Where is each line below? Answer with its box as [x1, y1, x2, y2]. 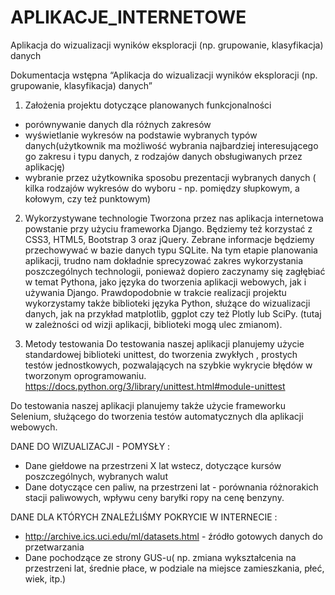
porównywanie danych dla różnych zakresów [24, 118, 212, 130]
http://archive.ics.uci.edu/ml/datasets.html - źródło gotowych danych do [24, 530, 323, 542]
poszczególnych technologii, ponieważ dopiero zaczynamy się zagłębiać [24, 265, 326, 277]
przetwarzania [24, 541, 85, 553]
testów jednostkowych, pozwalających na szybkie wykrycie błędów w [24, 359, 313, 371]
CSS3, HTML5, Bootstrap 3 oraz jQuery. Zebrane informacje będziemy [24, 233, 315, 245]
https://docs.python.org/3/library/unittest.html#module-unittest [24, 380, 286, 392]
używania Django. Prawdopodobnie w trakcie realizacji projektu [24, 286, 287, 298]
